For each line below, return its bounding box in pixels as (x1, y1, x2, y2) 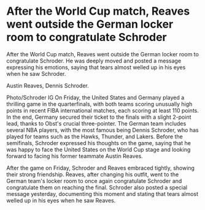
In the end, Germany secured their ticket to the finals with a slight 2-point (6, 113, 191, 121)
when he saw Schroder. (6, 70, 66, 77)
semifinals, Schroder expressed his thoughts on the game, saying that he (6, 139, 191, 146)
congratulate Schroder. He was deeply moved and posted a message (6, 57, 182, 64)
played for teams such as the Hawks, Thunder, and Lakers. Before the (6, 133, 183, 140)
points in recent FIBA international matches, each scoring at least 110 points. (6, 107, 199, 114)
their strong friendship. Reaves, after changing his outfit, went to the (6, 170, 179, 178)
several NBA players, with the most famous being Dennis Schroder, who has (6, 126, 199, 133)
